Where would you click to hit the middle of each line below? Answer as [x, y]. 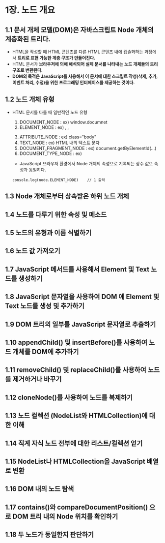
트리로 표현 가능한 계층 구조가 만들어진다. [56, 58]
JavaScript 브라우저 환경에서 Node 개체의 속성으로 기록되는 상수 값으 [86, 163]
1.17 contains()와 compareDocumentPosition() [77, 507]
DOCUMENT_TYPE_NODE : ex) [51, 153]
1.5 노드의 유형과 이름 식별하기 [48, 232]
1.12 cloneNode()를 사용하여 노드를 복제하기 [69, 397]
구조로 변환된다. [27, 70]
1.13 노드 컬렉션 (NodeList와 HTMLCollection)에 [76, 416]
